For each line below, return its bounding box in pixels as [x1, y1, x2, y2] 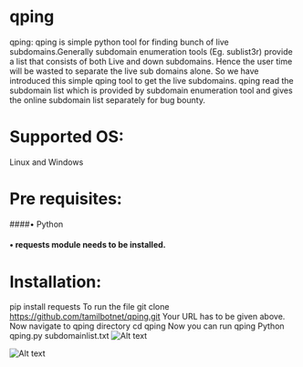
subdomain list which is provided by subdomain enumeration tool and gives [9, 85, 294, 96]
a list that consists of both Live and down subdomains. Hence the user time [9, 56, 293, 66]
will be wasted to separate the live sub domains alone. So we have [9, 66, 259, 76]
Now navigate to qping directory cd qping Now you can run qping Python [9, 321, 285, 331]
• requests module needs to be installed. [9, 240, 166, 250]
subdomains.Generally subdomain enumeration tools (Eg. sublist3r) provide [9, 46, 294, 56]
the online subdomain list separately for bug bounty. [9, 94, 205, 106]
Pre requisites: [9, 189, 123, 209]
